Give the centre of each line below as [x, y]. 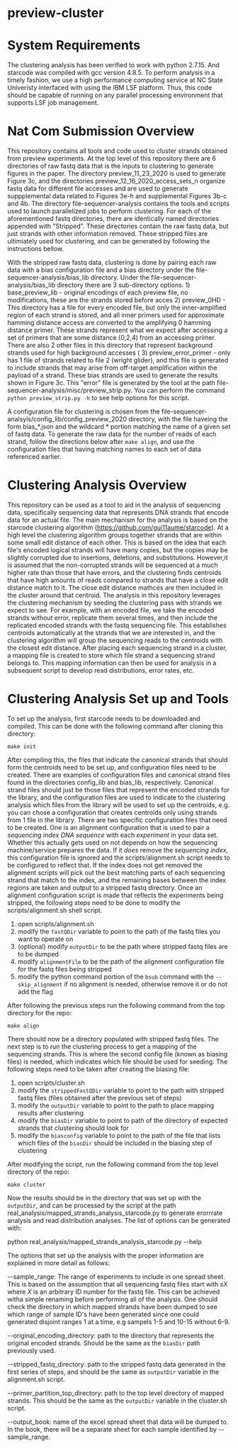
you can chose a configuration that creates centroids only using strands [112, 812]
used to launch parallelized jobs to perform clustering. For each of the [109, 211]
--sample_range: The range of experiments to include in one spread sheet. [116, 1277]
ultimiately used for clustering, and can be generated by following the [109, 241]
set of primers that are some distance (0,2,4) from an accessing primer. [112, 338]
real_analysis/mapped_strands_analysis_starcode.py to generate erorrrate [115, 1213]
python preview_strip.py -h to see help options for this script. [98, 398]
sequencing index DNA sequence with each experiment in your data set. [113, 835]
